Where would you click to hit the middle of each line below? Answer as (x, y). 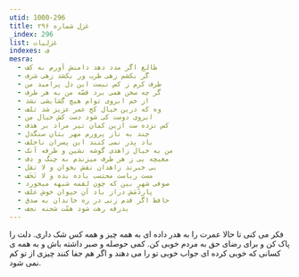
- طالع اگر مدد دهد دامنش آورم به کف (87, 68)
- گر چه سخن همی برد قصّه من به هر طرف (90, 92)
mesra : (21, 59)
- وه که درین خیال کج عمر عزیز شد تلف (90, 109)
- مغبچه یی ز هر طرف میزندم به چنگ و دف (93, 159)
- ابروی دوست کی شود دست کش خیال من (85, 117)
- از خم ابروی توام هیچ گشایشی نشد (83, 101)
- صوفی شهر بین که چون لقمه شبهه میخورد (93, 184)
